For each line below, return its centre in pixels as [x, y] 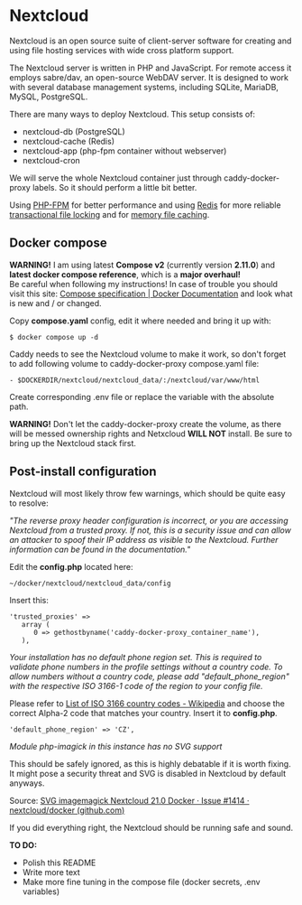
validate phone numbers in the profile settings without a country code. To [146, 667]
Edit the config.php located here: [71, 566]
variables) [41, 891]
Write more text [51, 872]
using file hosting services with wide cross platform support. [122, 50]
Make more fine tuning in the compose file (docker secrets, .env [141, 882]
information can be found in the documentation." [100, 549]
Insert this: [29, 600]
